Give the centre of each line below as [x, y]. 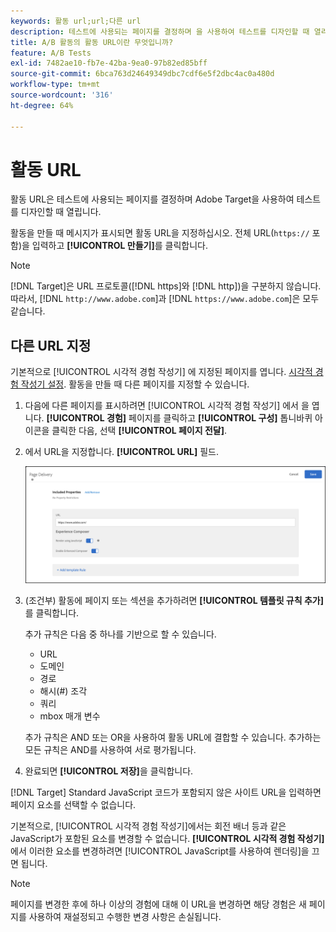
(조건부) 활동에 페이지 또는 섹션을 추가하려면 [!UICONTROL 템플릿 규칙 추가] [174, 600]
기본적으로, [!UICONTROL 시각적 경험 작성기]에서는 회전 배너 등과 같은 [148, 826]
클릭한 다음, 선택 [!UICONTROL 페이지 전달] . [139, 431]
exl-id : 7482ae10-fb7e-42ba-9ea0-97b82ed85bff [109, 63]
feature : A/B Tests [51, 53]
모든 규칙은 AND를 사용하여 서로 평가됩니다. [110, 749]
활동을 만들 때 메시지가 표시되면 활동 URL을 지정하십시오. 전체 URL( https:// [160, 233]
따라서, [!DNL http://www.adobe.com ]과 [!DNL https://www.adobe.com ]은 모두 [165, 299]
